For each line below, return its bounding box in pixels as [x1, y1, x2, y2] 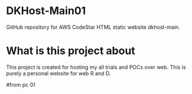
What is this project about [6, 44, 136, 58]
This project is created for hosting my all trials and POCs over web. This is [6, 63, 186, 70]
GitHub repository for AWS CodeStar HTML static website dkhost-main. [6, 23, 180, 31]
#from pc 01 [6, 81, 35, 88]
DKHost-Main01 [6, 4, 86, 18]
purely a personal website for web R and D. [6, 69, 111, 77]
